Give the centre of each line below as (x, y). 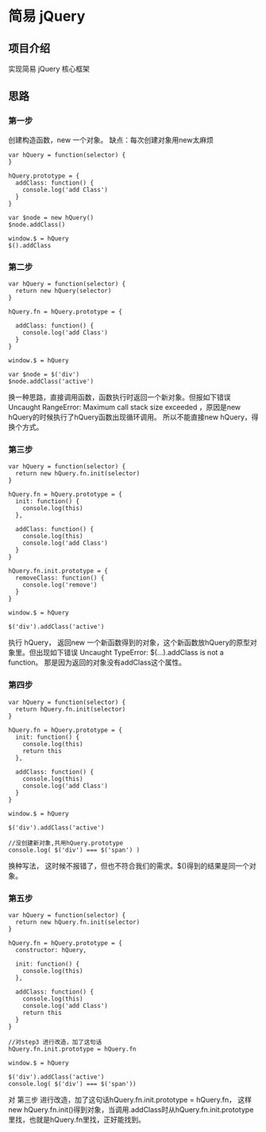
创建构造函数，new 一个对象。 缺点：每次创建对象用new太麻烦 (111, 139)
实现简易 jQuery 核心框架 (49, 69)
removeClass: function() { (60, 578)
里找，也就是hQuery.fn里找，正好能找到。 (77, 1119)
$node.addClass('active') (51, 381)
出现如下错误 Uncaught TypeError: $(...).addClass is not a (129, 653)
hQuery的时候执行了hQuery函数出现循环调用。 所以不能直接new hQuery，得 (133, 417)
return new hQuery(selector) (64, 291)
